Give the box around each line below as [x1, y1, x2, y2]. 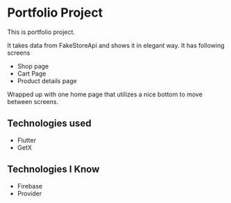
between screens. [7, 97, 59, 105]
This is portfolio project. [7, 28, 75, 36]
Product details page [17, 76, 78, 85]
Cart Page [17, 69, 46, 78]
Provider [17, 189, 42, 197]
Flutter [17, 136, 37, 144]
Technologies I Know [7, 164, 100, 175]
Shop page [17, 62, 49, 70]
